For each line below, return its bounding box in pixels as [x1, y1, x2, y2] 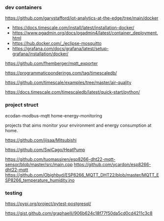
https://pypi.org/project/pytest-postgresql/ [5, 200, 92, 206]
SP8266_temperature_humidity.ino [5, 177, 75, 183]
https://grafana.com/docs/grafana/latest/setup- [12, 46, 109, 52]
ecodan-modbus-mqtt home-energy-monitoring [5, 112, 102, 118]
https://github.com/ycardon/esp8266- [73, 161, 151, 167]
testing [5, 189, 23, 196]
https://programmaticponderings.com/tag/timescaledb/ [5, 70, 117, 76]
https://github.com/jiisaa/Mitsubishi [5, 137, 77, 143]
